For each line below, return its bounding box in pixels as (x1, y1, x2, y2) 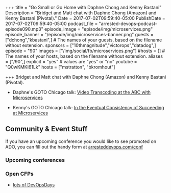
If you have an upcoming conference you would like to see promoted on (5, 138, 157, 144)
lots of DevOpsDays (12, 182, 55, 188)
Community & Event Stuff (5, 125, 88, 133)
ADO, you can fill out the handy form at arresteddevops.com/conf (5, 143, 143, 150)
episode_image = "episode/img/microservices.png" (44, 26, 153, 32)
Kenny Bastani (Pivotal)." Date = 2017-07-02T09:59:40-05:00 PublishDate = (5, 15, 166, 21)
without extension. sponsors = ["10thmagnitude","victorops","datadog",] (5, 42, 156, 48)
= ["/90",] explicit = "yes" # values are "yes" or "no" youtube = (5, 59, 137, 64)
